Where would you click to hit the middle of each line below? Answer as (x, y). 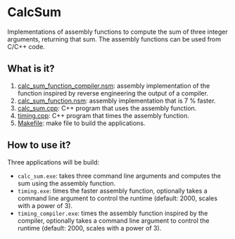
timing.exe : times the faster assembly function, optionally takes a (112, 190)
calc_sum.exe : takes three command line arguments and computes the (119, 176)
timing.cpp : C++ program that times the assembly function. (103, 115)
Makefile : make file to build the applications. (81, 123)
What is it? (31, 69)
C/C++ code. (26, 46)
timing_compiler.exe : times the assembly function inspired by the (113, 213)
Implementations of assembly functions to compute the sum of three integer (118, 32)
